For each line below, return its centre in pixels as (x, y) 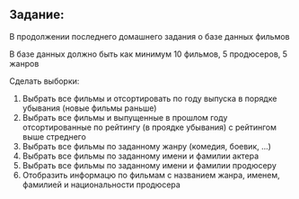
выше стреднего (54, 136)
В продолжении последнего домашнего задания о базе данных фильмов (149, 36)
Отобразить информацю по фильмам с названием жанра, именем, (151, 175)
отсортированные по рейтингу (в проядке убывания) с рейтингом (149, 127)
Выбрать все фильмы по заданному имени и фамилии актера (141, 156)
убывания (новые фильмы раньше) (89, 108)
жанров (24, 63)
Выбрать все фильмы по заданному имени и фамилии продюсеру (149, 165)
